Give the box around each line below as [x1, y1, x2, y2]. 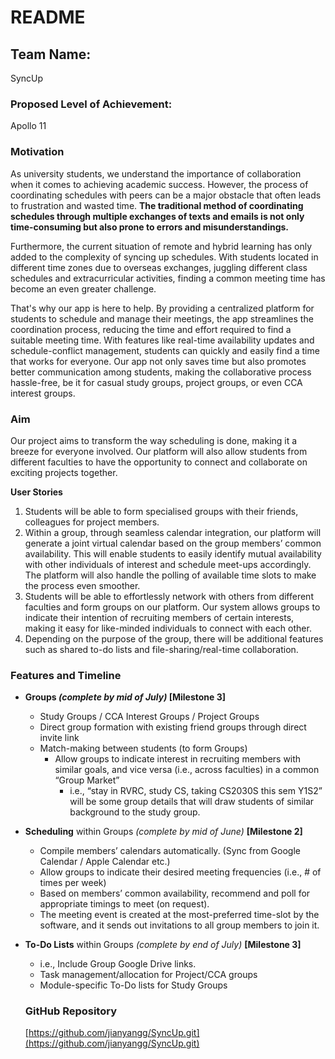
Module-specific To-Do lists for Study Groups [39, 979, 228, 991]
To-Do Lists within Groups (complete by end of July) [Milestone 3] [24, 939, 302, 951]
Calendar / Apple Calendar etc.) [39, 856, 171, 868]
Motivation [10, 145, 65, 159]
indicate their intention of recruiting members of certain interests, [24, 611, 295, 623]
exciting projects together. [10, 466, 118, 478]
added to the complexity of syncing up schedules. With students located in [10, 251, 319, 263]
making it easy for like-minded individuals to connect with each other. [24, 622, 312, 634]
